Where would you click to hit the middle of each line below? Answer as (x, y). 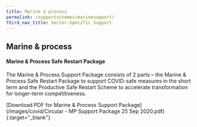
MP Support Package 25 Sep (104, 111)
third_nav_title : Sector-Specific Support (59, 22)
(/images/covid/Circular (35, 111)
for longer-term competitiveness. (46, 93)
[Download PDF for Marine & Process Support (62, 105)
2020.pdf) (152, 111)
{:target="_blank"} (28, 117)
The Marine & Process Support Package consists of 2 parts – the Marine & (96, 74)
